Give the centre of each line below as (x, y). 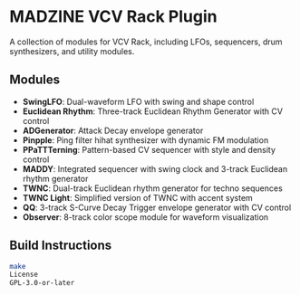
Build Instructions (61, 246)
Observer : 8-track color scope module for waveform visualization (145, 217)
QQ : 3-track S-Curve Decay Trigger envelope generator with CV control (157, 207)
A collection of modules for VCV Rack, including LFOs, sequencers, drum (146, 42)
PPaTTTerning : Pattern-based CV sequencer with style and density (149, 149)
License (24, 275)
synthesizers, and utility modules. (72, 51)
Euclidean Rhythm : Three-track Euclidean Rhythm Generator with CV (153, 111)
